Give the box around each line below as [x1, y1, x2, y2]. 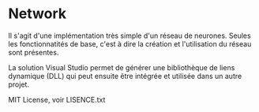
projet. [8, 80, 30, 89]
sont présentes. [8, 47, 59, 57]
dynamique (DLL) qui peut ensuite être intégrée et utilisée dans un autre [8, 71, 242, 80]
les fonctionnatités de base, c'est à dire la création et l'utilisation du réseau [8, 39, 252, 48]
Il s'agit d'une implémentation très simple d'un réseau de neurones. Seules [8, 31, 251, 40]
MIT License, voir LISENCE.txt [8, 95, 106, 104]
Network [8, 5, 67, 23]
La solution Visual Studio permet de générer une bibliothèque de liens [8, 62, 235, 72]
